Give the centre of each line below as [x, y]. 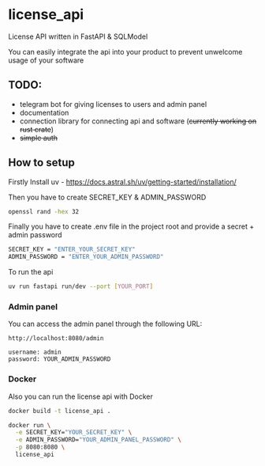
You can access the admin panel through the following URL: [105, 324]
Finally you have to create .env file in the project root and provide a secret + [131, 226]
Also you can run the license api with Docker [81, 396]
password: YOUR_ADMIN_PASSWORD [60, 359]
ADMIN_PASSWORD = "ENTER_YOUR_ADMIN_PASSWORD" [86, 257]
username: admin [35, 352]
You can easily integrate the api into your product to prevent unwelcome [125, 51]
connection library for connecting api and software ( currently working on [138, 121]
